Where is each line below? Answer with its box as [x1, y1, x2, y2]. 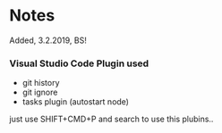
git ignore [21, 87, 58, 98]
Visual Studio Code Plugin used [9, 57, 149, 70]
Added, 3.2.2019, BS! [9, 35, 87, 46]
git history [21, 78, 60, 88]
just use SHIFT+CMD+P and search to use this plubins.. [9, 113, 214, 125]
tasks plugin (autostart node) [21, 96, 130, 107]
